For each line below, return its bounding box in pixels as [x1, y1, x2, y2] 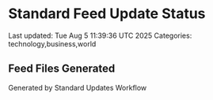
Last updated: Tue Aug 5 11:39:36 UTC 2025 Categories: [8, 31, 192, 40]
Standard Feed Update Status [8, 5, 206, 23]
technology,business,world [8, 39, 97, 48]
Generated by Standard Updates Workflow [8, 83, 147, 92]
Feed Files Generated [8, 62, 116, 76]
